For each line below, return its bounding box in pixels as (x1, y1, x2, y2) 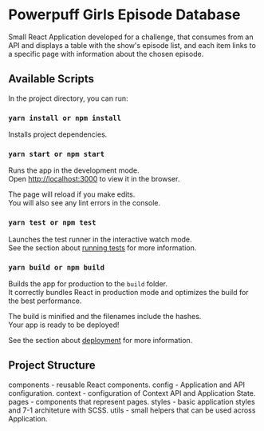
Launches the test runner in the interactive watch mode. (8, 234, 193, 244)
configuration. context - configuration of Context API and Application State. (8, 388, 256, 397)
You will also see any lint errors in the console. (8, 198, 161, 208)
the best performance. (8, 296, 82, 305)
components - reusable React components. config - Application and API (8, 380, 246, 389)
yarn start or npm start (8, 150, 105, 158)
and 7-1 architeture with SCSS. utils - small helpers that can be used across (8, 405, 256, 415)
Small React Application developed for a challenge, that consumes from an (8, 32, 254, 42)
